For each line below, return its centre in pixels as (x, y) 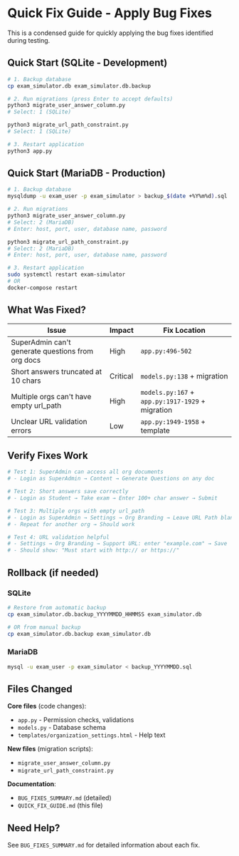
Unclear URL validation (49, 421)
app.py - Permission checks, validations (76, 720)
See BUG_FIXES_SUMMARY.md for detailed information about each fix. (104, 845)
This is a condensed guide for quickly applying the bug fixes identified (110, 33)
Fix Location (185, 330)
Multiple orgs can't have (51, 396)
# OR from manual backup (44, 627)
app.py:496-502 (166, 351)
